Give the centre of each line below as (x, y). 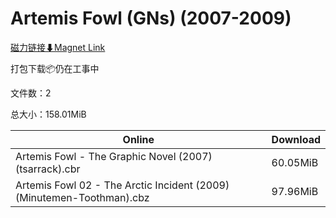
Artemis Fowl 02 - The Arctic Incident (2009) (122, 185)
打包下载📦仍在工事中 (55, 68)
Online (138, 139)
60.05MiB (295, 162)
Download (296, 139)
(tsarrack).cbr (48, 169)
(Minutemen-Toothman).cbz (82, 197)
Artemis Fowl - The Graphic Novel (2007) (114, 156)
